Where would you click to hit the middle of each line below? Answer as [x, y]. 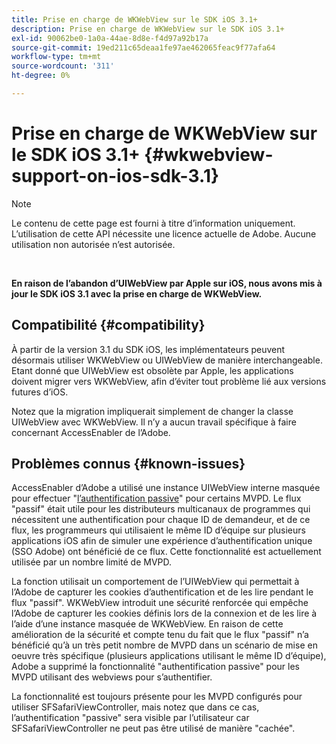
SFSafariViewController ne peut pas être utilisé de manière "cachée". [153, 728]
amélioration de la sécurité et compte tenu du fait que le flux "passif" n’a [160, 635]
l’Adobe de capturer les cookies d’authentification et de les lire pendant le [162, 592]
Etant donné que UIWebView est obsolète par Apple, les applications [152, 370]
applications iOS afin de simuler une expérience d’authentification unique [162, 541]
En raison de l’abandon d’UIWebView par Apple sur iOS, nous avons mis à [167, 283]
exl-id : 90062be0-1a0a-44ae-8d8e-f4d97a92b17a [110, 38]
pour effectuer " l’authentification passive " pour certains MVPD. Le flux [156, 498]
